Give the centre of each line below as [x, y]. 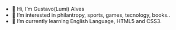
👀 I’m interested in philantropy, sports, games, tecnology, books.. [91, 15]
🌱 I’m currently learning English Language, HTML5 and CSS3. [87, 21]
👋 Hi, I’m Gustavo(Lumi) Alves [48, 9]
